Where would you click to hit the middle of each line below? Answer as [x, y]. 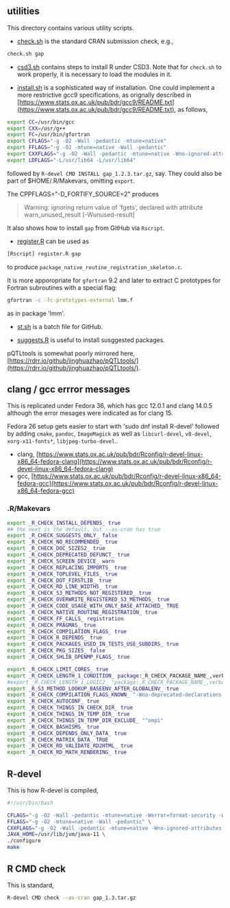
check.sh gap [26, 54]
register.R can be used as [53, 241]
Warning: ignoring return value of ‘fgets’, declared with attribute [113, 207]
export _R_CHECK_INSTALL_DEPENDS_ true [64, 523]
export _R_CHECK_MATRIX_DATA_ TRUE [58, 740]
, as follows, [191, 109]
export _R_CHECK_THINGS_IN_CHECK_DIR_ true [70, 708]
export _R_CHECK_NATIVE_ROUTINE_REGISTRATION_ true [82, 612]
